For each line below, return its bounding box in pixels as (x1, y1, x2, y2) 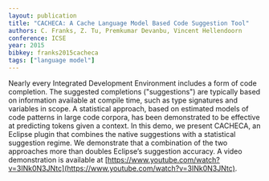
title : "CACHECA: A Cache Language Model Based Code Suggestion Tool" (8, 19, 250, 27)
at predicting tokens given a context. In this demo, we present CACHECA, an (8, 121, 261, 131)
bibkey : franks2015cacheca (8, 49, 99, 57)
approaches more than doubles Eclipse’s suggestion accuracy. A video (8, 146, 243, 156)
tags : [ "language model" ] (8, 57, 95, 65)
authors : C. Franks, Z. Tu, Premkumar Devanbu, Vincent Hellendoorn (8, 26, 243, 34)
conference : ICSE (8, 34, 67, 42)
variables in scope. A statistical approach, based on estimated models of (8, 103, 249, 113)
